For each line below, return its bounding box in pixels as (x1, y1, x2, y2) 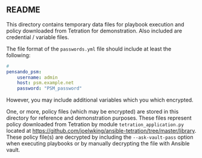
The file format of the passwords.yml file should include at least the (6, 45, 172, 52)
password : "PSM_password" (17, 85, 83, 92)
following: (6, 51, 31, 59)
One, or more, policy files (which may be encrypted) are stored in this (6, 108, 179, 115)
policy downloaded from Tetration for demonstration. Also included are (6, 27, 183, 34)
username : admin (17, 74, 58, 81)
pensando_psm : (6, 68, 42, 74)
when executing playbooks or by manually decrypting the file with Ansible (6, 140, 190, 147)
